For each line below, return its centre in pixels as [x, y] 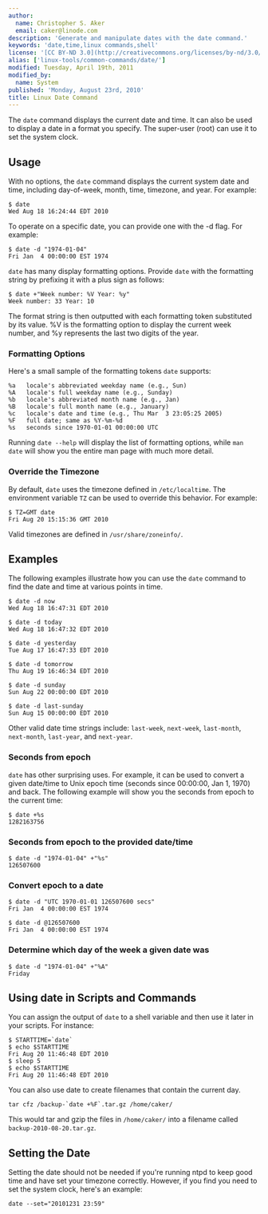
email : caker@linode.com [57, 30]
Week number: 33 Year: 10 [51, 302]
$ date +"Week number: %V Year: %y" [69, 295]
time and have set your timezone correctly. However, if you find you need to [133, 1181]
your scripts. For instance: [51, 1026]
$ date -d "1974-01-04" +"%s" [59, 859]
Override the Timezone [54, 472]
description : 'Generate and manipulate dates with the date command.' [128, 38]
